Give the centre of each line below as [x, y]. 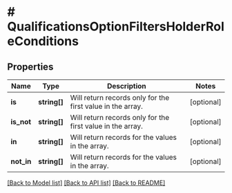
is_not [21, 122]
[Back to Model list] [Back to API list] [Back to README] [86, 183]
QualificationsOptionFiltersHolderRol [116, 27]
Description [126, 86]
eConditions [43, 41]
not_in [21, 161]
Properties [30, 67]
